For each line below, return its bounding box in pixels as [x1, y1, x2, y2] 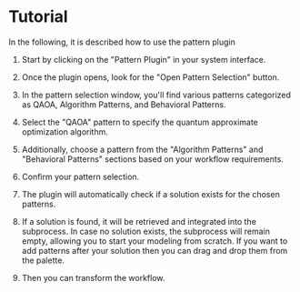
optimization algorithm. [21, 126, 108, 137]
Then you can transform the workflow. [21, 272, 165, 283]
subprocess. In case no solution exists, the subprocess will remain [21, 226, 270, 237]
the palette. [21, 255, 65, 266]
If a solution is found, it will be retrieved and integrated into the [21, 216, 256, 227]
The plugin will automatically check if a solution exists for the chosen [21, 188, 281, 199]
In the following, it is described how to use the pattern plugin [8, 36, 235, 47]
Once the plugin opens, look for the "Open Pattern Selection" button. [21, 71, 280, 83]
